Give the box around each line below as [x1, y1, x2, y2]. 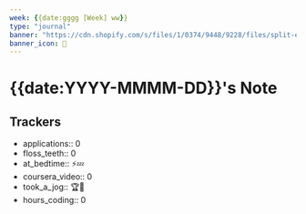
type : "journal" [9, 22, 71, 31]
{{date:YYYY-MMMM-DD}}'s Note [9, 78, 278, 98]
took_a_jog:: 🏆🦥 [22, 181, 85, 192]
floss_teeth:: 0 [22, 148, 76, 159]
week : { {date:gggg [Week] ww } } [9, 13, 128, 23]
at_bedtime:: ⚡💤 [22, 158, 85, 169]
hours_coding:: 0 [22, 195, 87, 206]
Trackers [9, 114, 62, 129]
